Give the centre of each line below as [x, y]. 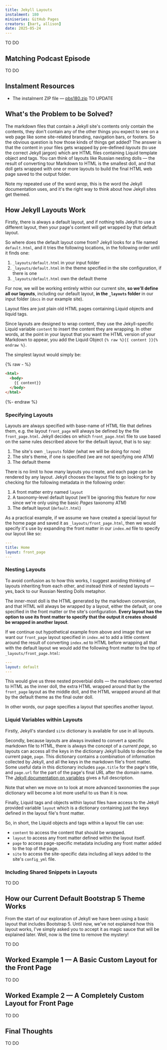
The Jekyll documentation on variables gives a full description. [70, 778]
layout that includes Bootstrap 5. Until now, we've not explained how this [80, 924]
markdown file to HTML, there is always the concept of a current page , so [81, 746]
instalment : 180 [22, 15]
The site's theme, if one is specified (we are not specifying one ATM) [83, 457]
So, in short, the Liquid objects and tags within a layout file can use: [75, 823]
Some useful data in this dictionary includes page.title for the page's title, [82, 767]
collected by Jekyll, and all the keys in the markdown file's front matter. [78, 762]
